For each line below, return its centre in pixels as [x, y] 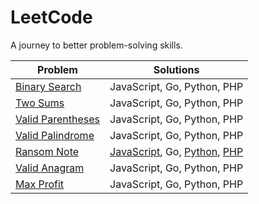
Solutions [176, 69]
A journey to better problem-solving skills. [96, 45]
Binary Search [48, 86]
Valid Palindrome [55, 135]
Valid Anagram [50, 168]
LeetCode [51, 17]
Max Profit [40, 184]
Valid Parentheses [58, 119]
